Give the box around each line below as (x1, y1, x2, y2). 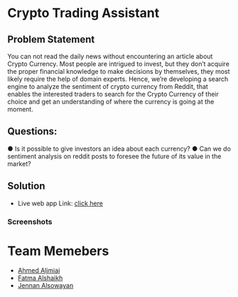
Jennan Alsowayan (17, 281, 74, 290)
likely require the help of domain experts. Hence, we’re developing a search (7, 75, 229, 83)
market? (7, 159, 31, 168)
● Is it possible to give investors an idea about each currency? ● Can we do (7, 144, 231, 153)
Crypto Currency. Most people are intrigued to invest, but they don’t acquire (7, 60, 229, 68)
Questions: (7, 126, 58, 138)
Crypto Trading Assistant (7, 5, 160, 21)
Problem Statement (7, 33, 95, 45)
